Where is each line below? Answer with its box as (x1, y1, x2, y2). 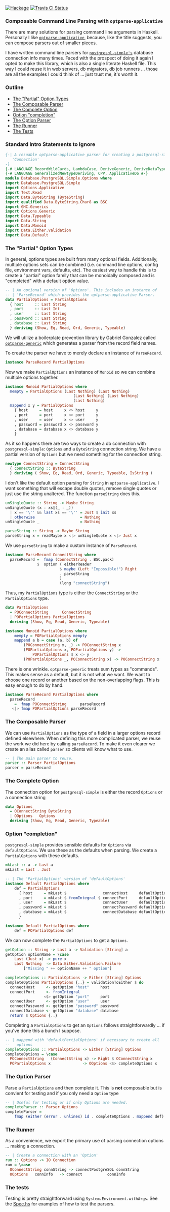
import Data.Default (5, 232, 49, 237)
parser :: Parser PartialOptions (5, 761, 76, 766)
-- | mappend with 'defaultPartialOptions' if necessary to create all (5, 1037, 159, 1042)
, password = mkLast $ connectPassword (18, 905, 137, 910)
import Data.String (5, 219, 47, 224)
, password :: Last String (10, 316, 67, 321)
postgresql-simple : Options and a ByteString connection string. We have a (5, 446, 161, 452)
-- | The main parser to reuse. (5, 755, 73, 761)
